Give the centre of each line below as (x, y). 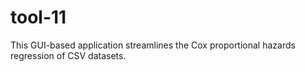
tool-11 (38, 17)
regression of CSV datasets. (68, 55)
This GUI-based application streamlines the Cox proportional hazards (153, 45)
